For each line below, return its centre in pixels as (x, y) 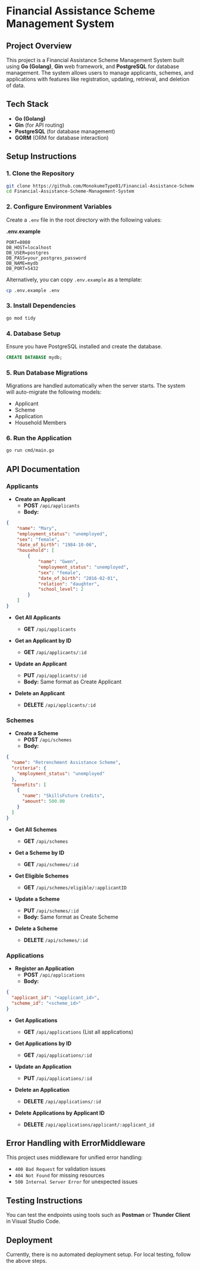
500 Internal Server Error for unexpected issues (76, 1182)
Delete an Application (42, 1090)
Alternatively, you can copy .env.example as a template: (74, 280)
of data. (16, 85)
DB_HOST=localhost (29, 247)
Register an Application (44, 968)
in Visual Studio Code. (33, 1221)
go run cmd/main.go (30, 450)
